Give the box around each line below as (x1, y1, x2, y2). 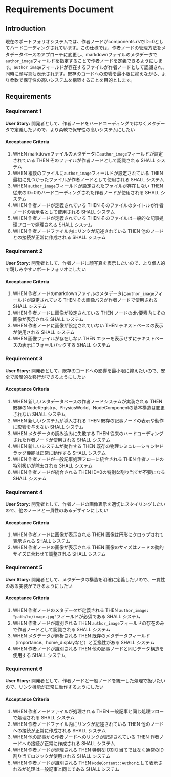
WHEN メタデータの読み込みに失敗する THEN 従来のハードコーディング (12, 430, 164, 436)
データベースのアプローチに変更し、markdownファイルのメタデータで (9, 51, 158, 57)
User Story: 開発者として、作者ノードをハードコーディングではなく (5, 120, 147, 126)
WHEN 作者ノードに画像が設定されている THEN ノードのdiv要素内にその (12, 310, 166, 316)
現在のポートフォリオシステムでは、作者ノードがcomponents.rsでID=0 (5, 39, 155, 44)
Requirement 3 (5, 355, 43, 362)
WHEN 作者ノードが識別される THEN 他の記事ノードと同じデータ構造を (12, 645, 164, 652)
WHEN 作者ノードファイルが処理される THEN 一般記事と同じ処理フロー (12, 708, 164, 714)
